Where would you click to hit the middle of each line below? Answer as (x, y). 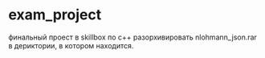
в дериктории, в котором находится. (71, 45)
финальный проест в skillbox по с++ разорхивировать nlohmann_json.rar (132, 37)
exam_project (55, 15)
